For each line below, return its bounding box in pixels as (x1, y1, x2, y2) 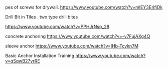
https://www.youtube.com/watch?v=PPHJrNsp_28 (5, 23, 110, 29)
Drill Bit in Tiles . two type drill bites (5, 14, 78, 19)
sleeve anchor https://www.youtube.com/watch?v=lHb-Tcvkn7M (5, 43, 139, 49)
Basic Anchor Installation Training (5, 52, 74, 58)
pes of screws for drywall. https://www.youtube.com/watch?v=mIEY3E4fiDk (5, 4, 163, 10)
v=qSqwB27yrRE (5, 58, 40, 64)
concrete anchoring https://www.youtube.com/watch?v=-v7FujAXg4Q (5, 33, 150, 39)
